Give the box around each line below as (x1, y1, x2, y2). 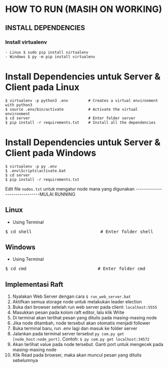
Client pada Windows (5, 147, 96, 158)
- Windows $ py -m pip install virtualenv (5, 54, 95, 59)
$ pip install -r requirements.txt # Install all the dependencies (5, 120, 156, 125)
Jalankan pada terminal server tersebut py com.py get (12, 331, 124, 337)
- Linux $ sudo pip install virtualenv (5, 50, 89, 55)
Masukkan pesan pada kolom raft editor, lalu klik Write (12, 309, 124, 315)
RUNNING (54, 191, 76, 197)
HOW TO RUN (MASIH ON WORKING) (5, 4, 162, 15)
